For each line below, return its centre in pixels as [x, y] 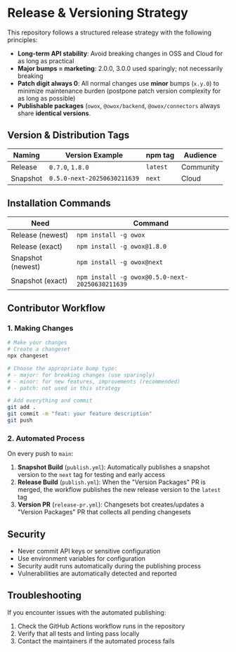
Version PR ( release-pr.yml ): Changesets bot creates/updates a [111, 504]
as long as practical [46, 60]
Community [201, 167]
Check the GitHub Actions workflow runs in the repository [101, 626]
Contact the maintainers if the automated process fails [96, 641]
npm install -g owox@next [120, 262]
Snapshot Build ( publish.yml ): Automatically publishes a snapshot [113, 467]
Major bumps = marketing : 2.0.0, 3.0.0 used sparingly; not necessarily [120, 68]
